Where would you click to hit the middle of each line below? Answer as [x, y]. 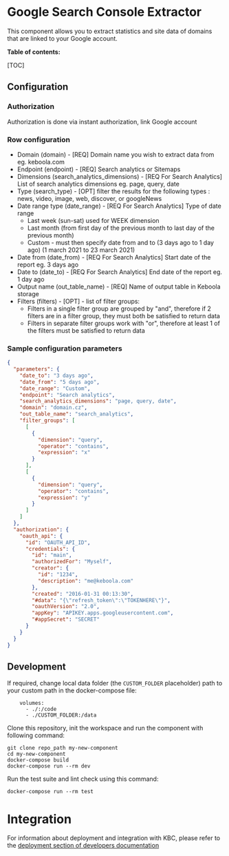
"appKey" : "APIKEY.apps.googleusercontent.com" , [103, 613]
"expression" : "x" [64, 453]
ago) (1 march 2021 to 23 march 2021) [81, 250]
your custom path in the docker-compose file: [72, 690]
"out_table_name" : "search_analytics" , [77, 414]
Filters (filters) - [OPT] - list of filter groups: [78, 301]
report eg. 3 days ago [48, 264]
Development [37, 667]
